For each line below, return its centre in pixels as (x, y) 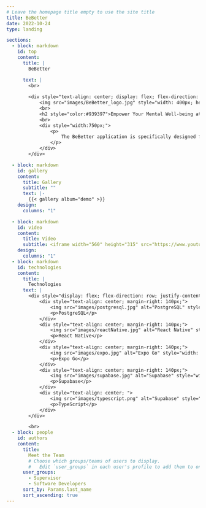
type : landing (25, 29)
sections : (19, 40)
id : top (27, 52)
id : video (30, 228)
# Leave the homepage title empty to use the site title (81, 12)
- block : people (32, 433)
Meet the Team (46, 455)
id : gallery (32, 171)
